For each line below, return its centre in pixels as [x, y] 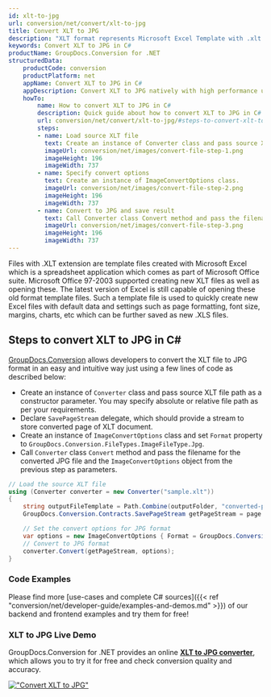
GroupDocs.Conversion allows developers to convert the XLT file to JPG [128, 359]
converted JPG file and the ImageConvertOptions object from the [126, 461]
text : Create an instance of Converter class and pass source [151, 143]
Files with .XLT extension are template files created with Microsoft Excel [128, 263]
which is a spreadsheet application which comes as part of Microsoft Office [134, 272]
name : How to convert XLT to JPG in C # [104, 106]
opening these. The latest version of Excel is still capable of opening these [132, 289]
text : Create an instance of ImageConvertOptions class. [142, 181]
